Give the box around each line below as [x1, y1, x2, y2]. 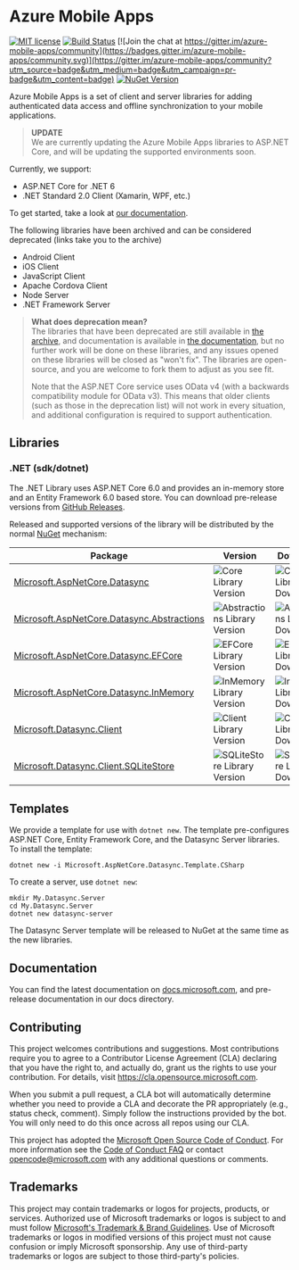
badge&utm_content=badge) [9, 73, 115, 84]
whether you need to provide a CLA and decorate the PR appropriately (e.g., [9, 1099, 289, 1109]
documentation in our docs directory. [38, 993, 174, 1005]
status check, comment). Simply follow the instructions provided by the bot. [9, 1108, 287, 1119]
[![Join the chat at [117, 36, 182, 46]
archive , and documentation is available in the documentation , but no [30, 335, 285, 345]
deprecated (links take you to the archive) [9, 234, 162, 245]
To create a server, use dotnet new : [9, 876, 138, 887]
